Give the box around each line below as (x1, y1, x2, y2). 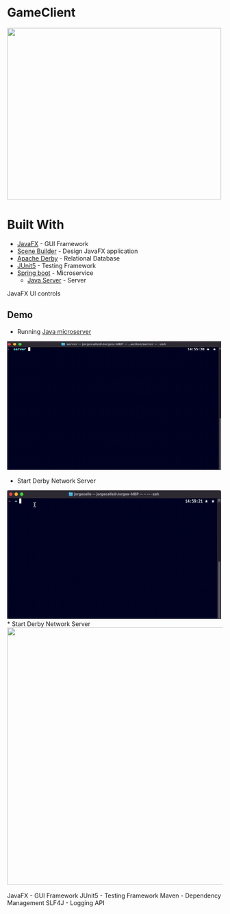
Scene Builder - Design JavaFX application (16, 247, 138, 255)
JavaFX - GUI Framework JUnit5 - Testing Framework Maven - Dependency (7, 891, 221, 900)
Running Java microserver (16, 327, 92, 335)
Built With (7, 217, 64, 232)
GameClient (7, 5, 76, 21)
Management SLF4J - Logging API (7, 898, 105, 906)
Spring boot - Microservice (16, 269, 94, 277)
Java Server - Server (27, 276, 87, 284)
